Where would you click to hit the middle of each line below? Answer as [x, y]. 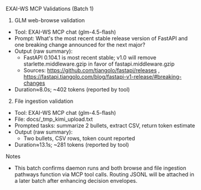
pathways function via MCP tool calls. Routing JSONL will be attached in [104, 174]
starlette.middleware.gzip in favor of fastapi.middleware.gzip [99, 64]
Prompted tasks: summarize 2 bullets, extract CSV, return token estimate [105, 125]
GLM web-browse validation [49, 20]
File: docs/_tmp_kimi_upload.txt [53, 119]
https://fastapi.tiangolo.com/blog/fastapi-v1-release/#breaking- [102, 77]
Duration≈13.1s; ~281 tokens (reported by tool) [72, 145]
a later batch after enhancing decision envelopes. [76, 181]
